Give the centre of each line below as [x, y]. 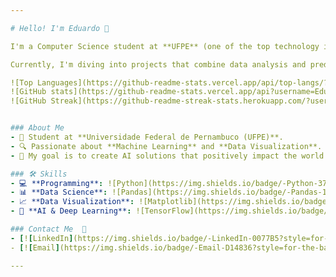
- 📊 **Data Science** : [59, 192]
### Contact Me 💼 [48, 229]
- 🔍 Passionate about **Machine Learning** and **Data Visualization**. [166, 146]
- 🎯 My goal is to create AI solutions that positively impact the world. [169, 156]
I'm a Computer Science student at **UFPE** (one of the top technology [165, 46]
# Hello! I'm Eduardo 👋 [60, 28]
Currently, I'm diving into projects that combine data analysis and [158, 64]
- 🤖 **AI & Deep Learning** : [71, 211]
